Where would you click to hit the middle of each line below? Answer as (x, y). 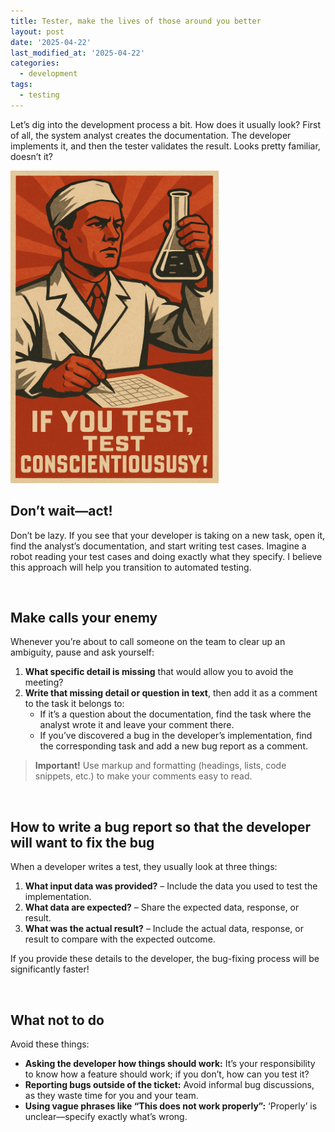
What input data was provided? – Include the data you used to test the (171, 886)
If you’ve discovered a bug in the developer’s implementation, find (176, 736)
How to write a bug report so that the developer (161, 826)
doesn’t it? (32, 156)
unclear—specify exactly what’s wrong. (106, 1116)
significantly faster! (50, 969)
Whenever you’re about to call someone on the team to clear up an (148, 642)
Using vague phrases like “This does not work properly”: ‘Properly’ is (171, 1106)
